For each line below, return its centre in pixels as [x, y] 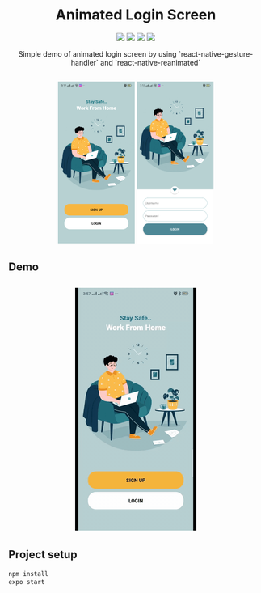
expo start [27, 582]
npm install [28, 574]
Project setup [43, 555]
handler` [85, 62]
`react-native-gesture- [216, 53]
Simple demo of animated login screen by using [97, 53]
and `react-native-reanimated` [151, 62]
